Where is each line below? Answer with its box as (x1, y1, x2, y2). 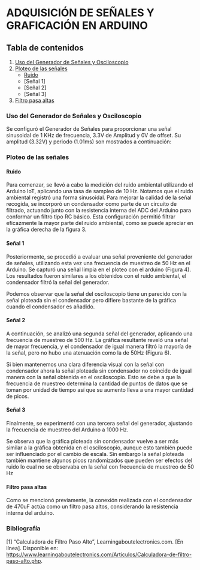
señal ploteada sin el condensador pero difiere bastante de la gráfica (6, 296, 177, 304)
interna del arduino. (6, 509, 54, 517)
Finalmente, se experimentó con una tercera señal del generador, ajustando (6, 420, 193, 427)
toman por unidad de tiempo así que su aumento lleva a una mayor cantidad (6, 386, 193, 393)
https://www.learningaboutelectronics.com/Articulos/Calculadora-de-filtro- (6, 551, 192, 558)
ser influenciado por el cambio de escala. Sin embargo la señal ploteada (6, 451, 184, 458)
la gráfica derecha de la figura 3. (6, 226, 87, 233)
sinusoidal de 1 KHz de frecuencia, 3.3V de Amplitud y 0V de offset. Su (6, 132, 181, 139)
